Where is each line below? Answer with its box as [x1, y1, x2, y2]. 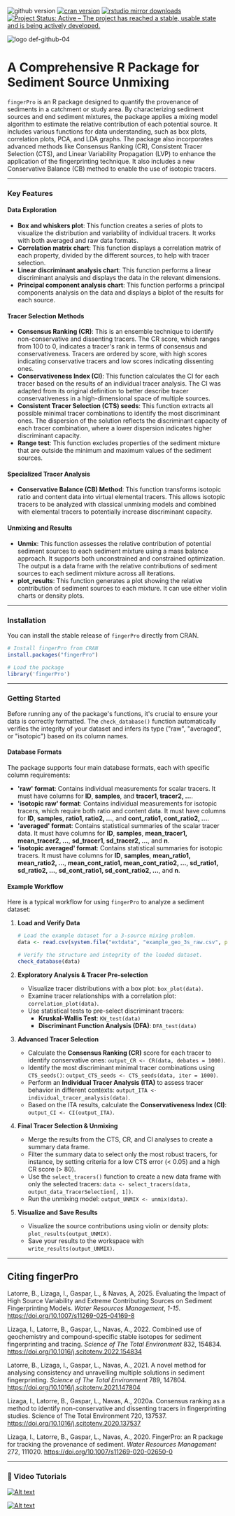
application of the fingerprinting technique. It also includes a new [7, 157, 195, 165]
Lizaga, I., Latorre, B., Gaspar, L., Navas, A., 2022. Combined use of [7, 1325, 202, 1333]
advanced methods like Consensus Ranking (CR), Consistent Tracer [7, 142, 203, 150]
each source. [17, 296, 56, 304]
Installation [7, 615, 47, 625]
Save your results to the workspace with [27, 1236, 144, 1245]
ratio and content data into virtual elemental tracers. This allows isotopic [17, 493, 226, 501]
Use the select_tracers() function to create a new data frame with [27, 1172, 222, 1181]
